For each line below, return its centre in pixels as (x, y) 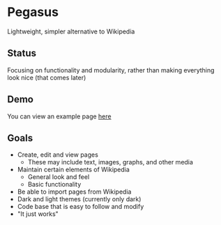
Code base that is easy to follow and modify (81, 207)
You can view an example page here (59, 116)
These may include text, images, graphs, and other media (110, 162)
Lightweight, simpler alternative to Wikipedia (71, 31)
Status (22, 53)
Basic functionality (54, 185)
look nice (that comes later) (47, 77)
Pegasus (33, 12)
